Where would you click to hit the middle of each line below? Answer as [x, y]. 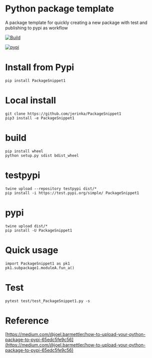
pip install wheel [24, 151]
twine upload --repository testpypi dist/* [51, 188]
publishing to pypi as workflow [37, 27]
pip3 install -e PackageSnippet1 [40, 118]
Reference [27, 321]
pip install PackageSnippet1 [35, 80]
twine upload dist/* [27, 226]
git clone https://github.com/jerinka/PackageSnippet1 [63, 114]
